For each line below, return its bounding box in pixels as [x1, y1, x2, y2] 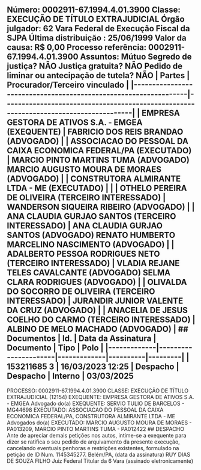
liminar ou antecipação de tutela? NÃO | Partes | [7, 70, 190, 81]
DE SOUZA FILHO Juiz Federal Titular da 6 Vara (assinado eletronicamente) [7, 457, 194, 465]
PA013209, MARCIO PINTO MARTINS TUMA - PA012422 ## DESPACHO [7, 425, 185, 432]
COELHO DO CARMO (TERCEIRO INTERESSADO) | [7, 315, 196, 325]
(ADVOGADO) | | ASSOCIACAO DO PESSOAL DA [7, 136, 188, 147]
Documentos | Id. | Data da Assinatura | [7, 334, 157, 344]
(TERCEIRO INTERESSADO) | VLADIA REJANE [7, 258, 180, 269]
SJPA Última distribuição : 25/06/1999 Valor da [7, 33, 187, 43]
